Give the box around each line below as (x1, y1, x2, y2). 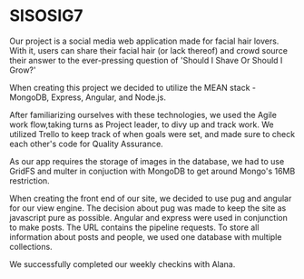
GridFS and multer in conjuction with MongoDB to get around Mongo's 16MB (9, 165, 296, 176)
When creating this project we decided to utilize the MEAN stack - (9, 82, 257, 93)
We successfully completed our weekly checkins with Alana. (9, 258, 236, 269)
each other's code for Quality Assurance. (9, 138, 163, 149)
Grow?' (9, 65, 36, 75)
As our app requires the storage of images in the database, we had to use (9, 155, 285, 166)
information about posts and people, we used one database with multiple (9, 231, 282, 242)
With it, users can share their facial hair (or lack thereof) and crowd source (9, 45, 289, 55)
